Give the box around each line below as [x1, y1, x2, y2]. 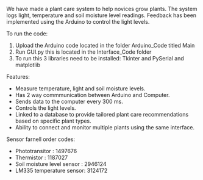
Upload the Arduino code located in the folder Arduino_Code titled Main [15, 42, 195, 49]
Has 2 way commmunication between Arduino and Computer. [15, 92, 170, 98]
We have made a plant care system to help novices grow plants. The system [6, 5, 198, 12]
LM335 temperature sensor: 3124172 [15, 167, 108, 174]
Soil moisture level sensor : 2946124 [15, 160, 107, 167]
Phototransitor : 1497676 [15, 148, 77, 154]
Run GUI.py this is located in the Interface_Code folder [15, 48, 152, 56]
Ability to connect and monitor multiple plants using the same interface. [15, 124, 195, 131]
